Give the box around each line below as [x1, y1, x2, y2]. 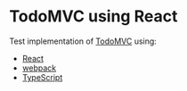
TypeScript [21, 71, 63, 82]
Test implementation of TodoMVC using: [9, 36, 158, 46]
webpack [21, 62, 56, 73]
